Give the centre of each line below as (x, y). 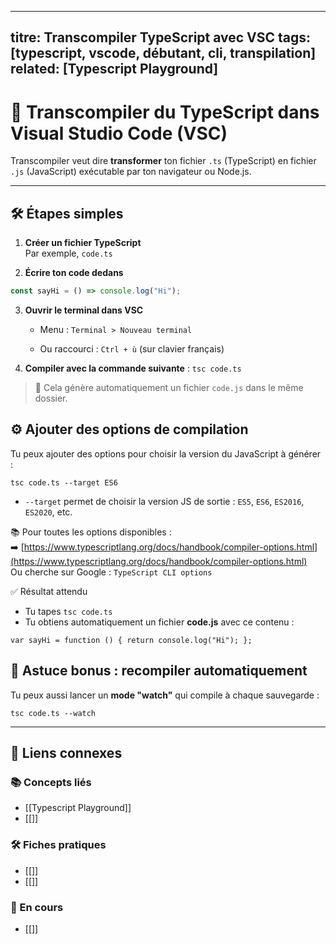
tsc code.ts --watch (53, 713)
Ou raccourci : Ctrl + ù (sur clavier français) (132, 349)
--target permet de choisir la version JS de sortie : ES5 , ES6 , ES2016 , (164, 501)
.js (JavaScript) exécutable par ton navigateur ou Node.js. (131, 172)
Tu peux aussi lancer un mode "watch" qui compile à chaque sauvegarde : (165, 695)
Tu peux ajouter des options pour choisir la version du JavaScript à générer (166, 453)
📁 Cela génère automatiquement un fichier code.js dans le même (169, 388)
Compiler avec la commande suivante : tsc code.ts (133, 368)
